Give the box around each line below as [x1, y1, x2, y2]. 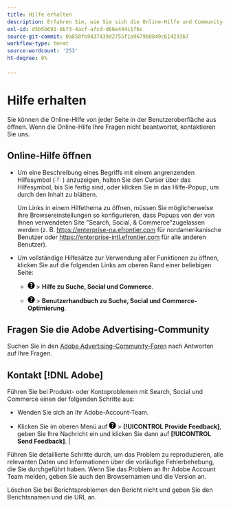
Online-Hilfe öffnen [7, 150, 91, 162]
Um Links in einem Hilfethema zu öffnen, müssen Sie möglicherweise [16, 203, 214, 211]
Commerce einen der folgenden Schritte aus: [7, 395, 135, 403]
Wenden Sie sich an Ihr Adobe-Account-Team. [16, 408, 149, 417]
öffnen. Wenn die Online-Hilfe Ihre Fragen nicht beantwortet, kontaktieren [7, 123, 216, 131]
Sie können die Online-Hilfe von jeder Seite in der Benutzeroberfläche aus [7, 115, 217, 123]
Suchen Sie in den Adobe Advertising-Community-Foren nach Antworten [7, 342, 214, 351]
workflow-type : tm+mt [7, 40, 69, 48]
